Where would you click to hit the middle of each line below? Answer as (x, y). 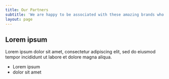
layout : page (19, 19)
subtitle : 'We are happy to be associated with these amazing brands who (85, 15)
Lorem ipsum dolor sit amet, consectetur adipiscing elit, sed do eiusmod (80, 52)
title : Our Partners (27, 10)
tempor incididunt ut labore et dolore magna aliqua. (59, 57)
